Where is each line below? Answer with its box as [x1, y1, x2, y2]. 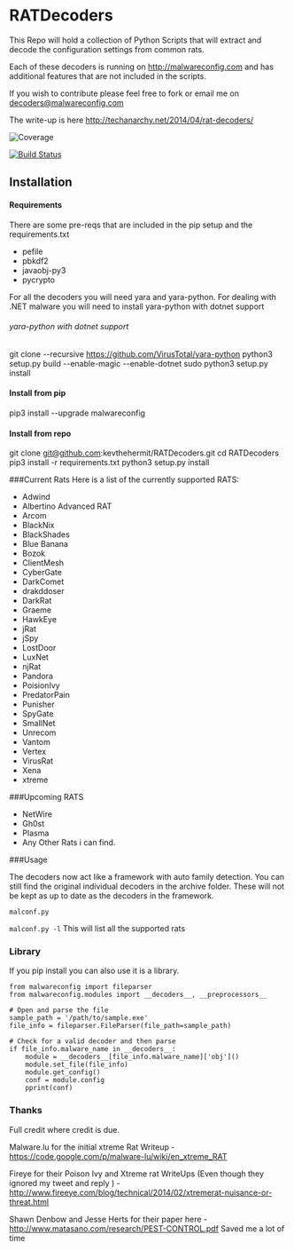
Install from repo [9, 428, 72, 439]
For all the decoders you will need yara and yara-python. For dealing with [9, 291, 276, 302]
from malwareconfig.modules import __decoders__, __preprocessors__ [9, 991, 267, 1000]
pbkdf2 [21, 255, 49, 266]
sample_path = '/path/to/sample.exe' [9, 1014, 149, 1023]
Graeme [21, 605, 51, 615]
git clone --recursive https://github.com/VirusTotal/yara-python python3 [9, 348, 273, 360]
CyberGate [21, 567, 62, 578]
